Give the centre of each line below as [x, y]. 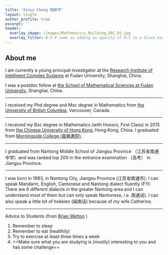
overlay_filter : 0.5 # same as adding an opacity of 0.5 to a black [82, 38]
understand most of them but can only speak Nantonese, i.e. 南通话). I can [82, 195]
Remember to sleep [32, 225]
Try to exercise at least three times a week [56, 236]
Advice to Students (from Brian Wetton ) [46, 216]
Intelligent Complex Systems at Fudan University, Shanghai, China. [74, 75]
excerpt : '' [17, 24]
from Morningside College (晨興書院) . [44, 136]
